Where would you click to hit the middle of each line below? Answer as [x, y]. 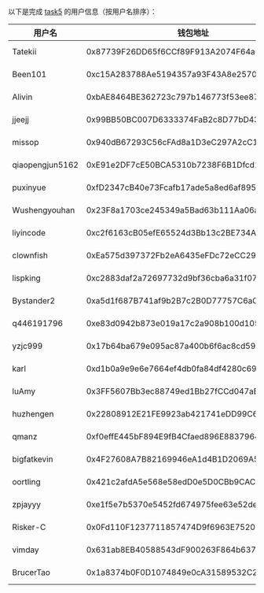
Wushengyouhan [44, 210]
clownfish [30, 256]
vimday [26, 550]
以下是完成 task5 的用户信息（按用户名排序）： [82, 11]
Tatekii [24, 52]
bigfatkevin [33, 459]
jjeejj [21, 119]
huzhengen [33, 414]
